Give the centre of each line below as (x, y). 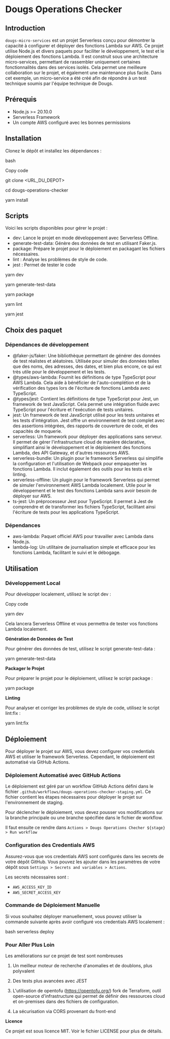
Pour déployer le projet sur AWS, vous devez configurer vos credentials (80, 751)
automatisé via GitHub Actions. (38, 762)
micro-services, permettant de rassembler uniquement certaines (73, 62)
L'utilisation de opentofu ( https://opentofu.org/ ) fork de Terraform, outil (87, 991)
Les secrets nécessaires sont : (37, 877)
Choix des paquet (34, 330)
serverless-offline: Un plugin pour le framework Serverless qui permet (86, 480)
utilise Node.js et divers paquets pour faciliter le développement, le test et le (85, 51)
